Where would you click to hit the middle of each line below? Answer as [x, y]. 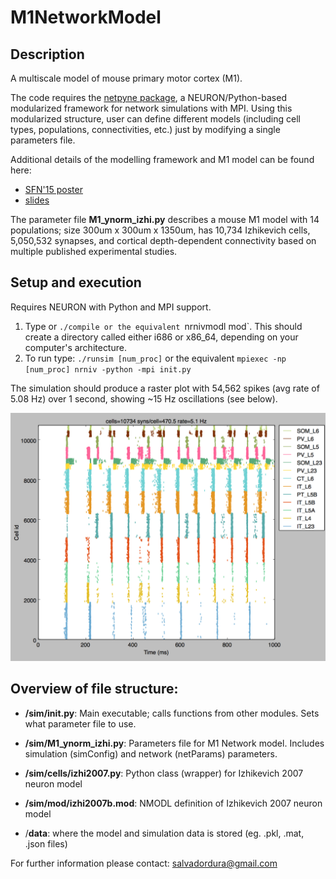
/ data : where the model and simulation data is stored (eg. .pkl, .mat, [164, 833]
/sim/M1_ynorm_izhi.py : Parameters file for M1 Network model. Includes [174, 743]
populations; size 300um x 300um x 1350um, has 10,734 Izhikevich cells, [160, 230]
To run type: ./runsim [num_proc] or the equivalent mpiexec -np [155, 358]
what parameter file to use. [80, 723]
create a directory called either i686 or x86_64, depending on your [161, 337]
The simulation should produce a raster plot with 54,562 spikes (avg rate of [165, 388]
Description [47, 54]
